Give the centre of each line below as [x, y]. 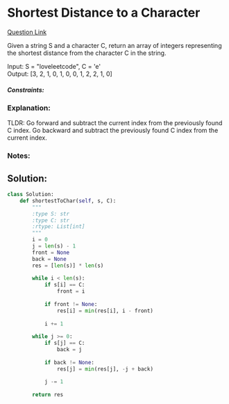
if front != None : [71, 304]
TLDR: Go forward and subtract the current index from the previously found [115, 123]
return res [48, 395]
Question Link [27, 32]
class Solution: [31, 195]
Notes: [19, 156]
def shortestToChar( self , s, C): [68, 201]
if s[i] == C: [65, 285]
